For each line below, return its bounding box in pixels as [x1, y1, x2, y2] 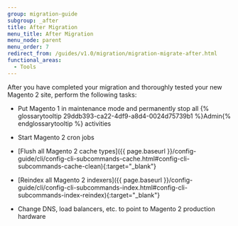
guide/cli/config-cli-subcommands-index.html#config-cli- [17, 183, 188, 192]
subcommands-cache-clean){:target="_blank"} [17, 161, 157, 171]
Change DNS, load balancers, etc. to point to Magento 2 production [17, 204, 215, 213]
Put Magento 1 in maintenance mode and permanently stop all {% [17, 104, 210, 112]
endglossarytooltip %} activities [17, 119, 112, 128]
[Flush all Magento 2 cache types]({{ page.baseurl [17, 146, 166, 155]
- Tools [13, 63, 37, 70]
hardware [17, 212, 46, 220]
